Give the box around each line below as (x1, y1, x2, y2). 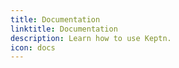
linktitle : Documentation (10, 24, 118, 34)
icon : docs (10, 42, 56, 53)
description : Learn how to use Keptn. (10, 33, 172, 43)
